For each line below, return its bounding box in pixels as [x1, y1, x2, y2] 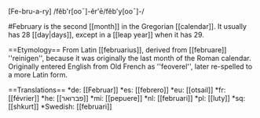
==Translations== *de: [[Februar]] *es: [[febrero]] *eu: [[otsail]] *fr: [8, 85, 226, 95]
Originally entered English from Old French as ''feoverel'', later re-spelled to [8, 62, 253, 71]
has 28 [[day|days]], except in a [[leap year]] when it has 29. [8, 30, 204, 39]
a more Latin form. [8, 70, 68, 79]
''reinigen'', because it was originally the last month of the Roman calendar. [8, 54, 251, 63]
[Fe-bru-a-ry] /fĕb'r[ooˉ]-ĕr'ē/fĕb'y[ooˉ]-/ [8, 7, 145, 16]
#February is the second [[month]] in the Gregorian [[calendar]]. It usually [8, 22, 247, 30]
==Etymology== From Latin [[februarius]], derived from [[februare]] [8, 45, 227, 54]
